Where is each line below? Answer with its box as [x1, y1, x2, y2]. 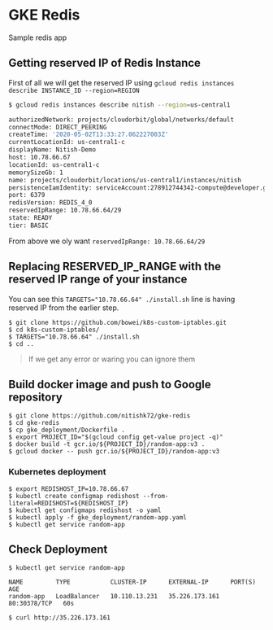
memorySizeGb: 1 [8, 168, 63, 177]
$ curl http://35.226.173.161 [8, 614, 111, 622]
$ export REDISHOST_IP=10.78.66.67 [8, 484, 129, 493]
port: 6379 [8, 191, 45, 199]
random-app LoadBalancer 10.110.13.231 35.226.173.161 [8, 593, 220, 601]
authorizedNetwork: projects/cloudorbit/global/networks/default [8, 116, 234, 124]
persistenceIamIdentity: [8, 183, 93, 192]
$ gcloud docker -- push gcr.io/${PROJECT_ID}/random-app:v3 [8, 448, 220, 456]
